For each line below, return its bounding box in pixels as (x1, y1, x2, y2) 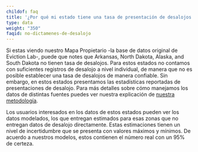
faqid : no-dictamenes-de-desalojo (6, 31, 92, 37)
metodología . (6, 97, 38, 104)
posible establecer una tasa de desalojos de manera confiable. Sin (6, 72, 168, 79)
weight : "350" (6, 25, 41, 31)
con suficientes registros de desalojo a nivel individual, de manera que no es (6, 66, 193, 73)
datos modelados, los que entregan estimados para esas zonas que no (6, 115, 178, 122)
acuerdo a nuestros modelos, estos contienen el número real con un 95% (6, 134, 185, 141)
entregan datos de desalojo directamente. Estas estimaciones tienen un (6, 121, 180, 128)
